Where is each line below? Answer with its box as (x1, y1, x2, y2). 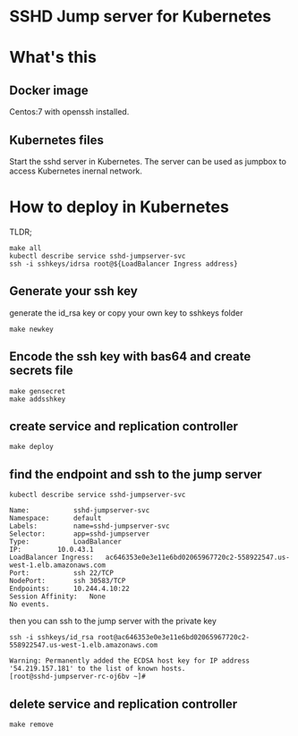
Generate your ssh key (9, 283, 139, 299)
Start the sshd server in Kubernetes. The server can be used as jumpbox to (9, 157, 286, 166)
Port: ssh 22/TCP (9, 569, 115, 578)
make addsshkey (9, 394, 66, 403)
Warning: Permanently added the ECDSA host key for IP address (9, 656, 251, 665)
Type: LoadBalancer (9, 537, 123, 546)
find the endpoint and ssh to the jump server (9, 467, 262, 482)
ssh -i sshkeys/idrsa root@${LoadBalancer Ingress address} (9, 259, 239, 268)
